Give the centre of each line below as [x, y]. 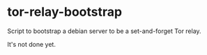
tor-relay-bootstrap [65, 12]
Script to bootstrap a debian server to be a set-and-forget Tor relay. [104, 31]
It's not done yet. [31, 44]
